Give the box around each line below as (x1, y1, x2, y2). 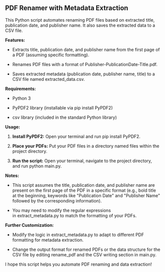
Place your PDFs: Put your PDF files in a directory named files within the (12, 143, 160, 149)
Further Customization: (5, 222, 54, 228)
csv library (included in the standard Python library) (12, 114, 117, 120)
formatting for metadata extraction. (12, 237, 84, 243)
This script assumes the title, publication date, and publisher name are (12, 182, 155, 188)
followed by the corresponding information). (12, 198, 102, 204)
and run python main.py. (12, 163, 62, 169)
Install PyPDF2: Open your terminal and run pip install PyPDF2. (12, 133, 141, 139)
